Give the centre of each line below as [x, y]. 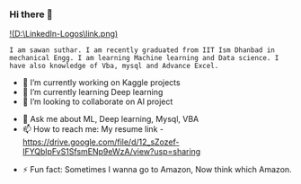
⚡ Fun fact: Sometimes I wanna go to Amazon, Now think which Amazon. [157, 170]
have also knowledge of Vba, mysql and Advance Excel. [114, 66]
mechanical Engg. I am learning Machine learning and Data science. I [144, 58]
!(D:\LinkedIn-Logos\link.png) [64, 34]
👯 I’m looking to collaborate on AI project [97, 101]
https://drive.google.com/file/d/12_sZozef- [101, 142]
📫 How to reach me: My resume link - [93, 129]
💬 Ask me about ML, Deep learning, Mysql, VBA [111, 119]
